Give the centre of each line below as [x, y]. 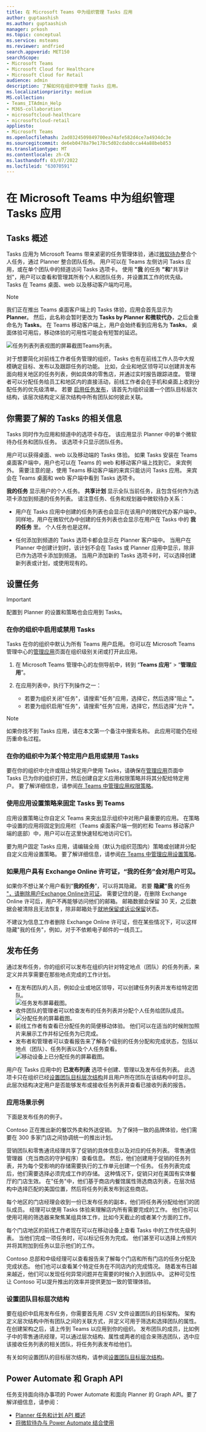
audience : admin [27, 80]
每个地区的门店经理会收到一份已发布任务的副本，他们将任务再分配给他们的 [100, 1202]
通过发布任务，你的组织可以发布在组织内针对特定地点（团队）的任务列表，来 [103, 966]
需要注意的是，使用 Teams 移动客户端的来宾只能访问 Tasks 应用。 [101, 471]
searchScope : [23, 58]
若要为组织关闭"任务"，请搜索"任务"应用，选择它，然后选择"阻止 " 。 [111, 699]
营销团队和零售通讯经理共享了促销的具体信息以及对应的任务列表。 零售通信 [101, 1150]
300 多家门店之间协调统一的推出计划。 [67, 1138]
